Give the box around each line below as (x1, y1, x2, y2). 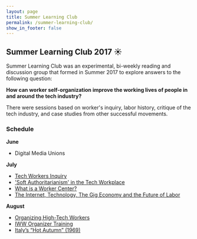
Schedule (6, 125, 34, 133)
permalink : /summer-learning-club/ (6, 19, 94, 25)
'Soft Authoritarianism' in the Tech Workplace (14, 179, 125, 186)
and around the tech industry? (6, 92, 82, 100)
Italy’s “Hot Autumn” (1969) (14, 227, 81, 234)
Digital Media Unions (14, 150, 65, 157)
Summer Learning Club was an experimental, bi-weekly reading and (6, 62, 171, 69)
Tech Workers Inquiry (14, 172, 67, 180)
